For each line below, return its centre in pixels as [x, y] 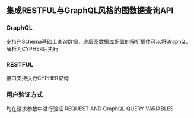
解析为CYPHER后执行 [32, 48]
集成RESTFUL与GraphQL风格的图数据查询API [90, 11]
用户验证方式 [25, 94]
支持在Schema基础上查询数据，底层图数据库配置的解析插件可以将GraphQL [97, 41]
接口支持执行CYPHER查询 [38, 78]
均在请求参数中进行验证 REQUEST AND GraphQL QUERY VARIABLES [90, 109]
